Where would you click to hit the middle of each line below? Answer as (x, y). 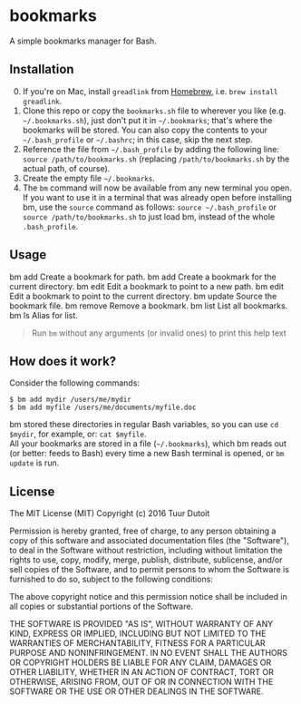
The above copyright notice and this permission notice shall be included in (148, 597)
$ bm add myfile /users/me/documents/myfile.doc (103, 408)
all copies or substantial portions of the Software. (101, 606)
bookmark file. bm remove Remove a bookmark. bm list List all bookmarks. (149, 306)
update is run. (34, 463)
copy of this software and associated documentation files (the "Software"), (150, 541)
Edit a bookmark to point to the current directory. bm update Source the (143, 296)
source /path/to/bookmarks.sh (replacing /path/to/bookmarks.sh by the (156, 159)
